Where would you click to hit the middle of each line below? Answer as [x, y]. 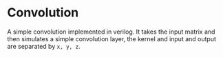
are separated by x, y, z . [44, 46]
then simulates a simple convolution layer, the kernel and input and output [112, 38]
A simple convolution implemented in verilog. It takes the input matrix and [111, 32]
